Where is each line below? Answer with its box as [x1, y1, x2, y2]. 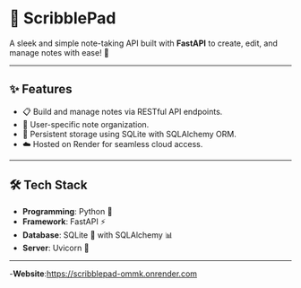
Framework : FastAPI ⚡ [21, 215, 106, 227]
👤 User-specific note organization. [21, 118, 150, 129]
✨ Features [9, 82, 73, 97]
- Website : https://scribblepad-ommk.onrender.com [9, 268, 198, 279]
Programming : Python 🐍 [21, 205, 113, 216]
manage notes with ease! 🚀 [9, 47, 110, 57]
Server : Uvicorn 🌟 [21, 242, 90, 253]
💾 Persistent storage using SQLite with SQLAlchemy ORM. [21, 128, 237, 139]
